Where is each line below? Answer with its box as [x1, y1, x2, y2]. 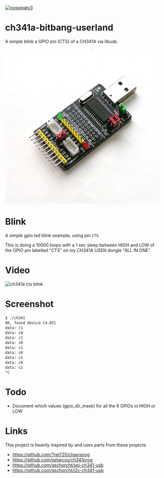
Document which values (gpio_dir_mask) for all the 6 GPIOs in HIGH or [12, 403, 156, 409]
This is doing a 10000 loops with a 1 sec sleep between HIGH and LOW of [5, 242, 155, 248]
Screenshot [5, 299, 54, 309]
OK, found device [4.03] [5, 320, 56, 325]
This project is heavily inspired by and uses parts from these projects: [5, 442, 147, 448]
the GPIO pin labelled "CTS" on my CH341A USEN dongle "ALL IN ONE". [5, 247, 152, 253]
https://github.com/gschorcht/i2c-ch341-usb [12, 467, 104, 473]
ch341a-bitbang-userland [5, 22, 114, 33]
